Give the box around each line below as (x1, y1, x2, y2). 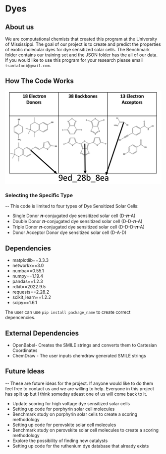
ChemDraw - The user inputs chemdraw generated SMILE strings (12, 352, 146, 358)
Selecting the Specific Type (5, 192, 73, 199)
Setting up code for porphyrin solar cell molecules (12, 406, 115, 412)
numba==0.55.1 (12, 268, 44, 274)
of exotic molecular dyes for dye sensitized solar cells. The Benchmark (5, 47, 150, 52)
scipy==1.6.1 (12, 300, 37, 306)
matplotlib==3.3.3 (12, 257, 49, 263)
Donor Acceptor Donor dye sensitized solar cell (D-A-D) (12, 229, 127, 235)
